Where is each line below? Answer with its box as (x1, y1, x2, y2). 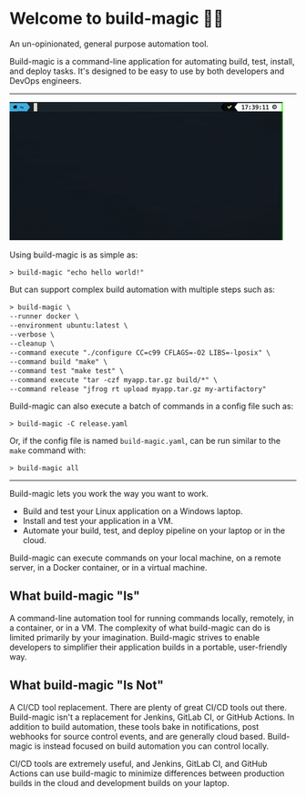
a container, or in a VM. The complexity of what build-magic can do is (9, 622, 271, 633)
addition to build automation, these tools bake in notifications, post (9, 721, 260, 731)
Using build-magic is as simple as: (9, 249, 138, 260)
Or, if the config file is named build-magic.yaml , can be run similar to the (9, 435, 280, 446)
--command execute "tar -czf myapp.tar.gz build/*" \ (9, 375, 219, 385)
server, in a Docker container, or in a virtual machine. (9, 561, 208, 572)
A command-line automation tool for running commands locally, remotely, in (9, 612, 294, 623)
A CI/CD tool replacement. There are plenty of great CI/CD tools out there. (9, 701, 288, 712)
